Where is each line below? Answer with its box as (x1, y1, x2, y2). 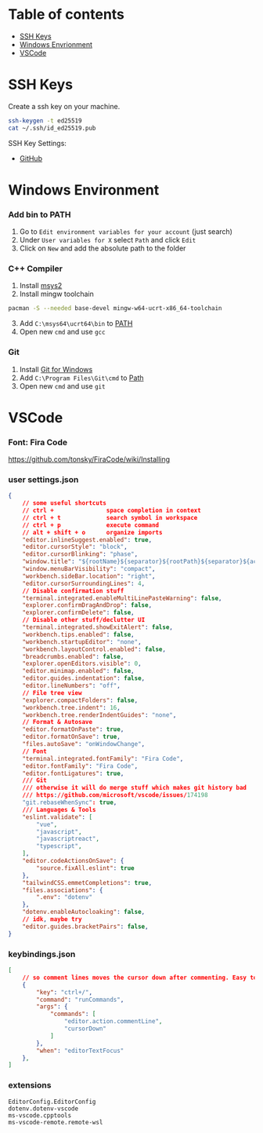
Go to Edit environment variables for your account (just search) (19, 227, 233, 236)
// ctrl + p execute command (22, 521, 159, 529)
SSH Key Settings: (8, 138, 67, 148)
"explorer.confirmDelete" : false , (22, 609, 135, 617)
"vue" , (36, 821, 58, 828)
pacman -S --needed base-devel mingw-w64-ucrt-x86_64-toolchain (8, 305, 222, 312)
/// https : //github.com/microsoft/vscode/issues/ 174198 (22, 791, 209, 799)
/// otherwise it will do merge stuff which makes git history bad (22, 784, 247, 792)
